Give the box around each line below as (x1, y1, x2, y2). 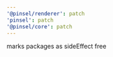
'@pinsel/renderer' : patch (6, 10, 85, 17)
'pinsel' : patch (6, 17, 54, 24)
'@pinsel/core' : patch (6, 23, 73, 30)
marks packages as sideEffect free (6, 42, 107, 51)
